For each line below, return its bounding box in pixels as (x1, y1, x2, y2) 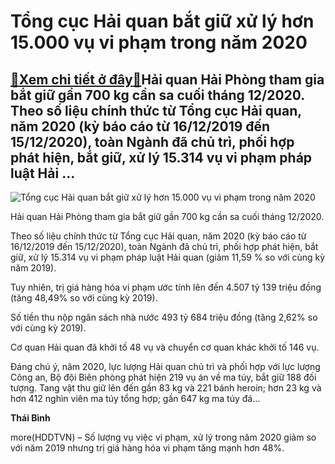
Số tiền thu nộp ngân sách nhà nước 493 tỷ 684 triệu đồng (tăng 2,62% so (10, 311, 318, 323)
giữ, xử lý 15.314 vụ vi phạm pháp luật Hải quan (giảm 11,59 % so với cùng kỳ (10, 251, 326, 263)
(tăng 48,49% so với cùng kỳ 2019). (10, 292, 158, 304)
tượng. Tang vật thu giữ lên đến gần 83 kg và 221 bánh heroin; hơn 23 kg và (10, 382, 322, 394)
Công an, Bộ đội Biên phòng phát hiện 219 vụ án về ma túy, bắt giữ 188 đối (10, 371, 317, 383)
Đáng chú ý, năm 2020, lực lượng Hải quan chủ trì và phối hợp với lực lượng (10, 361, 321, 372)
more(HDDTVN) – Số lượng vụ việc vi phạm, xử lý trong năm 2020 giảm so (10, 431, 317, 443)
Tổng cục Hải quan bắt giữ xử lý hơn (10, 10, 315, 33)
